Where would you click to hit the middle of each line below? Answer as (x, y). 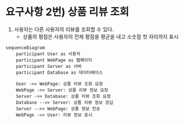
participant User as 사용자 (48, 54)
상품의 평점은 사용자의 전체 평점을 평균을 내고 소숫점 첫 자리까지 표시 (100, 36)
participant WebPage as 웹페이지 (54, 60)
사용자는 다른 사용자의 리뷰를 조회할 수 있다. (64, 29)
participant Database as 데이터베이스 (60, 73)
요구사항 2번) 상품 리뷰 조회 (67, 12)
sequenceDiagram (25, 47)
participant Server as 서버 (49, 66)
